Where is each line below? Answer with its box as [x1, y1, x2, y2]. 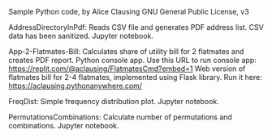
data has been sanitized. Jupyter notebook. [8, 31, 154, 40]
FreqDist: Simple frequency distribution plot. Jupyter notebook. [8, 97, 219, 106]
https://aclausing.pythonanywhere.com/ [8, 81, 143, 90]
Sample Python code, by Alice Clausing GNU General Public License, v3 [8, 7, 249, 16]
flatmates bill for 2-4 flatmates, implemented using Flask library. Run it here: [8, 73, 262, 82]
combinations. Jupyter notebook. [8, 121, 119, 130]
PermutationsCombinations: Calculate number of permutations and [8, 112, 233, 122]
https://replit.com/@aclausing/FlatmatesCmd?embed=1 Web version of [8, 64, 246, 73]
